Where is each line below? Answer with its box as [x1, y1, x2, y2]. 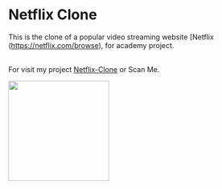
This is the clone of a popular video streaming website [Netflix [8, 32, 215, 42]
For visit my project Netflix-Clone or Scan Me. [8, 64, 160, 74]
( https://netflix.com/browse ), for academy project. [8, 40, 175, 50]
